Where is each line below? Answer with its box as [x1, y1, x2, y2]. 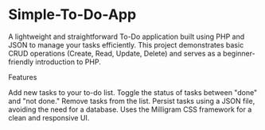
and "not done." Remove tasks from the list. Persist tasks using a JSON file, [8, 96, 255, 105]
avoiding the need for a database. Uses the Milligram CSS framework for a [8, 105, 252, 114]
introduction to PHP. [35, 57, 101, 67]
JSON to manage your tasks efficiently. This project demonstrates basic [8, 40, 244, 49]
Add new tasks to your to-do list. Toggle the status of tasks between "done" [8, 87, 258, 97]
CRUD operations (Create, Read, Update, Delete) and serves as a [8, 48, 221, 58]
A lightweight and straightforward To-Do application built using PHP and [8, 32, 245, 41]
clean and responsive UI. [8, 113, 90, 122]
